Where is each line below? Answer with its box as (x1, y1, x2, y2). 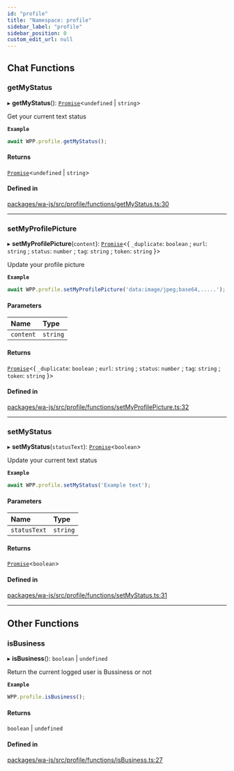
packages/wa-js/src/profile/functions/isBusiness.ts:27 (7, 756, 163, 764)
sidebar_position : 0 (7, 29, 68, 37)
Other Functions (7, 618, 79, 629)
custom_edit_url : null (7, 36, 73, 43)
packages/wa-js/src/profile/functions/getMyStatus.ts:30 (7, 200, 169, 208)
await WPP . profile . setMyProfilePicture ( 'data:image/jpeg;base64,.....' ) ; (7, 287, 226, 293)
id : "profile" (7, 10, 49, 17)
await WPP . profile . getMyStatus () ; (7, 137, 108, 145)
